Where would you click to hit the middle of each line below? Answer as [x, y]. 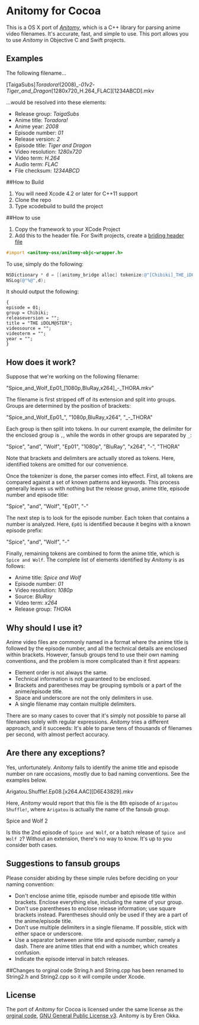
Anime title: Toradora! [41, 120]
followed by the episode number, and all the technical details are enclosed [97, 648]
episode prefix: [25, 531]
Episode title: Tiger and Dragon [53, 145]
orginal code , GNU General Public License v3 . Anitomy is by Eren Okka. [93, 1016]
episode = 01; [24, 308]
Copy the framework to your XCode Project [67, 229]
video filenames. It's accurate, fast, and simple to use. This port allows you [97, 33]
